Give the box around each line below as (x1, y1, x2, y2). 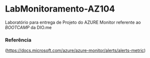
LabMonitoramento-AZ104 (5, 3, 115, 14)
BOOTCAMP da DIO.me (5, 24, 52, 30)
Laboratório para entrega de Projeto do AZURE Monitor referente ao (5, 19, 141, 25)
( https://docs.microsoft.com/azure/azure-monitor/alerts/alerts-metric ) (5, 47, 146, 54)
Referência (5, 36, 32, 43)
